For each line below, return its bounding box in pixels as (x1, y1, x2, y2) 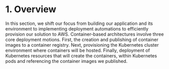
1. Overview (5, 4, 57, 15)
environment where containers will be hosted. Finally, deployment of (5, 47, 150, 53)
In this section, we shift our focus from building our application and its (5, 20, 153, 26)
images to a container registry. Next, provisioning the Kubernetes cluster (5, 42, 159, 48)
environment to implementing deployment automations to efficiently (5, 25, 149, 31)
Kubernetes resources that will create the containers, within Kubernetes (5, 52, 157, 59)
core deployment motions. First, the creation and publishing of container (5, 37, 159, 43)
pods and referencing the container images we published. (5, 58, 127, 64)
